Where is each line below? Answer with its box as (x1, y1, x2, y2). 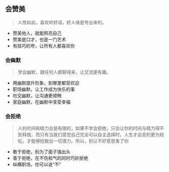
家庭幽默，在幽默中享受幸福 (12, 99, 71, 105)
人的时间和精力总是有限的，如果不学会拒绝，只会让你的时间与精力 (17, 125, 155, 131)
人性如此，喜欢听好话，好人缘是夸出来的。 (17, 19, 107, 25)
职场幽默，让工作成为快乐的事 (12, 86, 75, 92)
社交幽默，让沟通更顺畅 (12, 93, 62, 99)
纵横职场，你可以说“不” (12, 161, 62, 167)
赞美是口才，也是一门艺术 (12, 36, 66, 42)
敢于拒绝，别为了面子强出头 (12, 149, 71, 155)
